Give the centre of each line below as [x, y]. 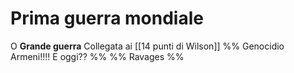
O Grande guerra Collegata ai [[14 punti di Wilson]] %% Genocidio [147, 46]
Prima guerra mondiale [107, 18]
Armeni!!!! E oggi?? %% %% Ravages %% [97, 56]
